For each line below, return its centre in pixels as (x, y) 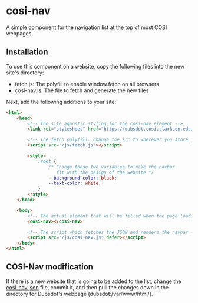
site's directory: (25, 73)
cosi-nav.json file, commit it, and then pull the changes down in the (88, 287)
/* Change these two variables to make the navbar (112, 167)
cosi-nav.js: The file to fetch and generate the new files (82, 90)
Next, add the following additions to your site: (61, 102)
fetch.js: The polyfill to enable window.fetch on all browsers (87, 84)
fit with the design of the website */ (105, 172)
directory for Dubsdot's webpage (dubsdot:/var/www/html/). (80, 294)
